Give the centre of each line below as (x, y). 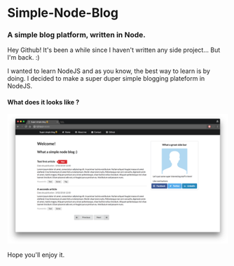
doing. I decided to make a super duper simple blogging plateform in (106, 79)
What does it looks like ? (43, 102)
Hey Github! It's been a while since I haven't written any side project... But (114, 50)
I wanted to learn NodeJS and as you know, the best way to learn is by (109, 71)
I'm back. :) (23, 58)
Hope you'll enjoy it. (36, 255)
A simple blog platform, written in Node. (76, 35)
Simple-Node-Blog (63, 13)
